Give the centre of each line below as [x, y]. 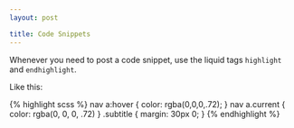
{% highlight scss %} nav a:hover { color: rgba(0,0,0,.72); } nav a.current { [147, 104]
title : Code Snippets [50, 34]
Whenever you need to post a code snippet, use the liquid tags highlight [146, 59]
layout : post [34, 18]
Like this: [26, 87]
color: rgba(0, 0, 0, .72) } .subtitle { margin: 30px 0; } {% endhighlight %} [145, 114]
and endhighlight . [43, 69]
